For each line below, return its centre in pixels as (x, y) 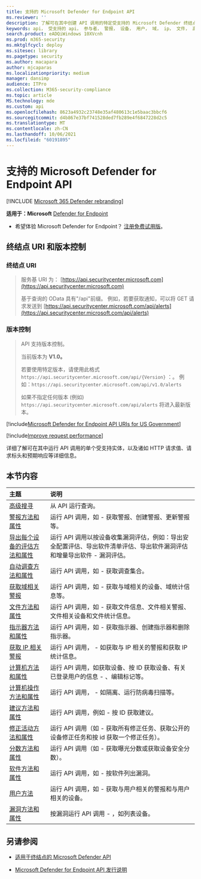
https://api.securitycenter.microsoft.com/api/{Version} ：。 (99, 377)
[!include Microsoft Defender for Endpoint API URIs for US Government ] (94, 424)
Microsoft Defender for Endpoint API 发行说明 (71, 870)
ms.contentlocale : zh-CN (37, 129)
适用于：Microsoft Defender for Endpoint (57, 213)
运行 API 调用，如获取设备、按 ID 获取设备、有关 (118, 667)
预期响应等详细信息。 (53, 455)
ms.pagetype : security (34, 56)
